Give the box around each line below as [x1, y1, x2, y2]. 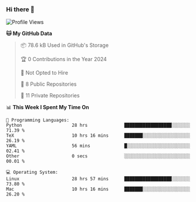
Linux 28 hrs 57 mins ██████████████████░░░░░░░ [6, 176, 191, 182]
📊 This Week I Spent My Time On [6, 104, 89, 111]
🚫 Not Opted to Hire [20, 69, 69, 76]
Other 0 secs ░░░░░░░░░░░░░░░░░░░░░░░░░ [6, 153, 191, 159]
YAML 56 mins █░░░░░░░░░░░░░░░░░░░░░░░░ [6, 143, 191, 149]
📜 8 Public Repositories [20, 80, 77, 87]
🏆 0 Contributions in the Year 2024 [20, 56, 107, 63]
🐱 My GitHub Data [6, 30, 53, 37]
